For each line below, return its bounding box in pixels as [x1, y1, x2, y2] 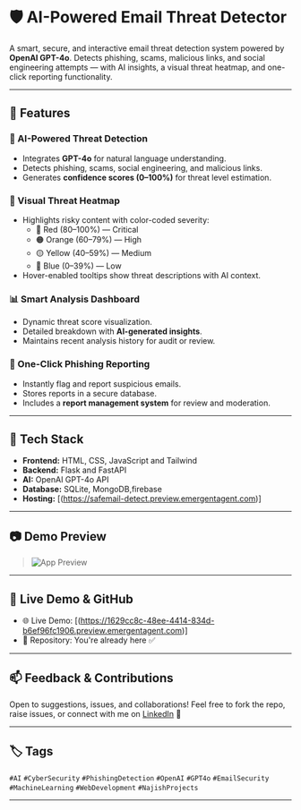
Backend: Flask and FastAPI [21, 465, 127, 475]
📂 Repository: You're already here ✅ [21, 635, 156, 645]
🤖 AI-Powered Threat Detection [9, 132, 149, 145]
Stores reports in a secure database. [21, 388, 158, 398]
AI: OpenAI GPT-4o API [21, 474, 109, 485]
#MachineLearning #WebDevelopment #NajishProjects [9, 783, 199, 792]
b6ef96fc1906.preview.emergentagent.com [21, 625, 183, 635]
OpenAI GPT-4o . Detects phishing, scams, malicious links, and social [9, 52, 266, 63]
